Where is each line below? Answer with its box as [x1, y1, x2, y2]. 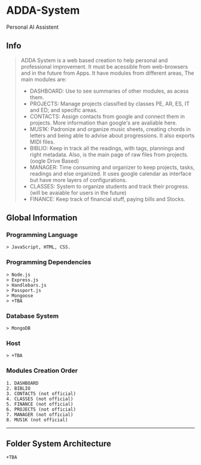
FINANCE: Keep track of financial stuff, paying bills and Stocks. [29, 195, 185, 202]
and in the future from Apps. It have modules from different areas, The [20, 69, 194, 77]
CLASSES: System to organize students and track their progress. [29, 183, 190, 190]
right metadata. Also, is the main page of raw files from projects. [29, 151, 188, 158]
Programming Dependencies [6, 258, 92, 266]
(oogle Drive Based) [29, 157, 80, 165]
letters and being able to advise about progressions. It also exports [29, 132, 195, 139]
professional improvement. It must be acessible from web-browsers [20, 63, 188, 70]
